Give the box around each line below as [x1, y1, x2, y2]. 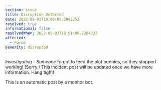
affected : [5, 36, 26, 41]
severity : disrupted [5, 45, 49, 50]
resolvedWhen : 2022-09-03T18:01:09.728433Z [5, 31, 98, 36]
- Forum [10, 40, 26, 45]
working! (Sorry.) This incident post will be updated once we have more [5, 64, 153, 70]
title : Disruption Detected [5, 12, 64, 17]
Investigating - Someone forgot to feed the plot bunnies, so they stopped [5, 58, 156, 64]
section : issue [5, 7, 37, 13]
